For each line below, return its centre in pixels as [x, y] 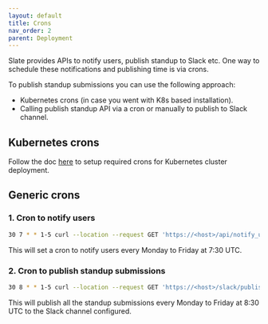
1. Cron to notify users [52, 218]
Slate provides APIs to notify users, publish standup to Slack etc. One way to [134, 61]
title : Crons [30, 23]
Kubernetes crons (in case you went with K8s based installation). [126, 100]
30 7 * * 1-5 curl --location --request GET [83, 234]
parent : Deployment [41, 38]
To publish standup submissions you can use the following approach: [122, 85]
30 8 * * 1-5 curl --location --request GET [83, 287]
